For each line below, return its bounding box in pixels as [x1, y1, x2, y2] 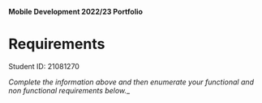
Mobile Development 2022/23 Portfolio [8, 7, 144, 16]
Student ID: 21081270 [8, 61, 79, 71]
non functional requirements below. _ [8, 85, 131, 95]
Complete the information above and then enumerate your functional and [8, 76, 254, 87]
